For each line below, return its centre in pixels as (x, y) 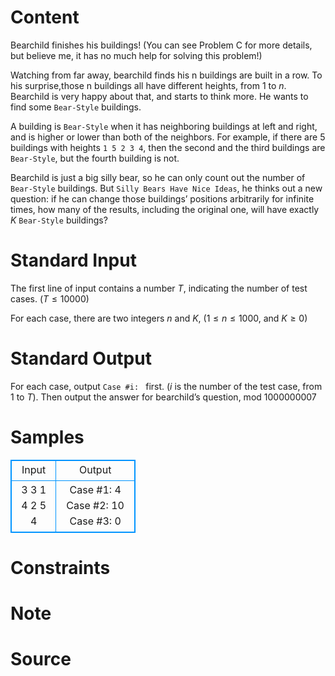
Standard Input (73, 260)
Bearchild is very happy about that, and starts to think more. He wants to (159, 96)
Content (45, 17)
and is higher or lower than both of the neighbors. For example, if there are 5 (168, 137)
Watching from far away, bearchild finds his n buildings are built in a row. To (166, 75)
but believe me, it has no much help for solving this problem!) (136, 55)
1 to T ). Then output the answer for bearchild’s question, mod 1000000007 (163, 397)
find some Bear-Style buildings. (76, 107)
